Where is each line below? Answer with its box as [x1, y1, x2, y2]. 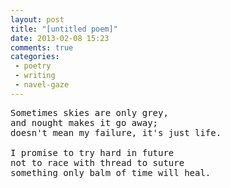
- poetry [14, 61, 52, 71]
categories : [10, 52, 60, 62]
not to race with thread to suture [10, 157, 185, 168]
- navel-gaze [14, 80, 70, 90]
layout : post [10, 14, 65, 25]
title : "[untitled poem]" [10, 24, 118, 34]
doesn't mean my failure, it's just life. [10, 127, 222, 138]
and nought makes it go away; [10, 117, 159, 128]
